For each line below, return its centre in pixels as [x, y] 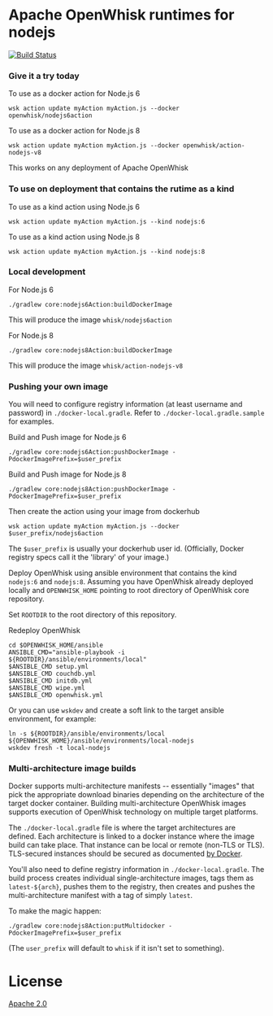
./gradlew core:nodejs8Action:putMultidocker [87, 926]
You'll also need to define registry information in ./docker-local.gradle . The [136, 870]
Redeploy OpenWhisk [45, 630]
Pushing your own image [58, 386]
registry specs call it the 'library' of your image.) [89, 557]
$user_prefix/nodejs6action [56, 534]
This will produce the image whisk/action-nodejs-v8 [96, 365]
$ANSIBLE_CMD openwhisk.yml [56, 696]
